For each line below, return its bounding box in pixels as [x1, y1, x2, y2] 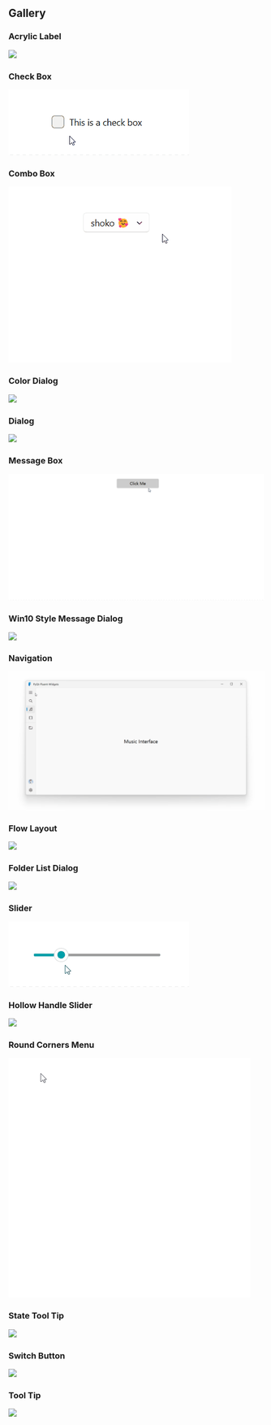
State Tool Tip [8, 1310, 65, 1322]
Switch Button [8, 1349, 66, 1361]
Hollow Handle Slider [8, 999, 93, 1010]
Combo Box [8, 167, 55, 179]
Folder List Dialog [8, 862, 79, 874]
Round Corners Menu [8, 1040, 95, 1051]
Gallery [8, 7, 46, 20]
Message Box [8, 454, 63, 466]
